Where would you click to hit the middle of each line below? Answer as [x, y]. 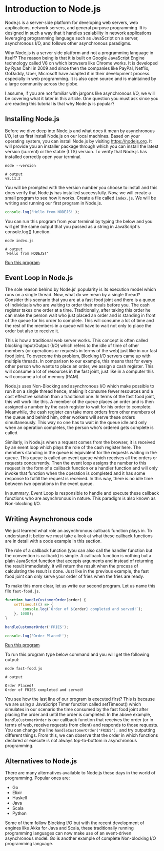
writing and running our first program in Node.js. [54, 203]
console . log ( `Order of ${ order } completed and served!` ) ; [83, 609]
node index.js [20, 241]
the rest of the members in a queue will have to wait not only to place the [78, 326]
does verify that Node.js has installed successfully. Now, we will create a [78, 192]
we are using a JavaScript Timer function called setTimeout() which [73, 704]
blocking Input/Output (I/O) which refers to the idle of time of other [72, 345]
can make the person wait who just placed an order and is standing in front [80, 315]
